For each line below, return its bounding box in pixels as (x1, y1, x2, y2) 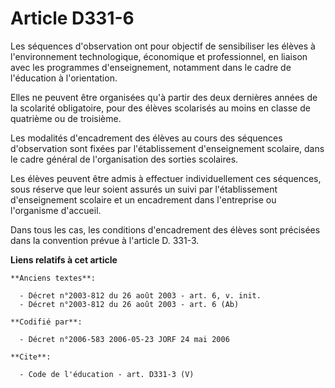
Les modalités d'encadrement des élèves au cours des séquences (10, 132, 283, 144)
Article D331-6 (10, 7, 135, 30)
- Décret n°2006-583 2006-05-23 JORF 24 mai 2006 (19, 334, 230, 344)
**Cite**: (10, 352, 52, 362)
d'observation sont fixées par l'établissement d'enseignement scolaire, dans (10, 142, 325, 154)
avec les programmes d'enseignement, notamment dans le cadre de (10, 61, 292, 73)
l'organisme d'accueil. (10, 204, 102, 216)
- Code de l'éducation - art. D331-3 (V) (19, 369, 195, 379)
